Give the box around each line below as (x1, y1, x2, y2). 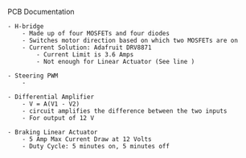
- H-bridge (7, 23, 44, 31)
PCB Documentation (7, 7, 75, 16)
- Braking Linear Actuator (7, 128, 98, 136)
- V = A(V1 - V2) (22, 100, 80, 108)
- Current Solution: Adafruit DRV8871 (22, 44, 152, 52)
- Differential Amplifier (7, 93, 94, 101)
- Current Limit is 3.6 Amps (36, 51, 134, 59)
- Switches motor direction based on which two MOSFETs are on (22, 36, 239, 44)
